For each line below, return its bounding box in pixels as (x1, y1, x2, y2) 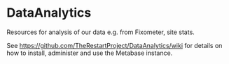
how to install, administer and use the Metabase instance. (6, 49, 173, 57)
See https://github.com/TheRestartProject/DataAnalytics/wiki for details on (6, 41, 223, 49)
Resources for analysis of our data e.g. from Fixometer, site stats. (6, 28, 195, 36)
